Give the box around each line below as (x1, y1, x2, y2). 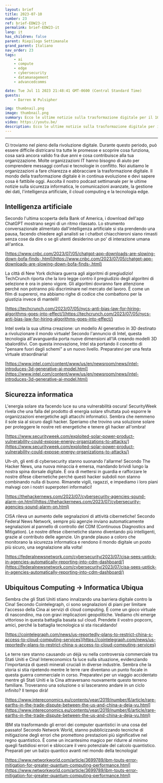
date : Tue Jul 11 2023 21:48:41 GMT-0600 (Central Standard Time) (5, 88, 142, 93)
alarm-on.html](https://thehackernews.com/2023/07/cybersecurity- (5, 499, 141, 505)
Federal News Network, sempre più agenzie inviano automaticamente (5, 518, 144, 524)
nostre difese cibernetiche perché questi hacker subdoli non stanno (5, 474, 141, 480)
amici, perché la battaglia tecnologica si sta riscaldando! (5, 622, 117, 628)
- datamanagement (14, 75, 49, 80)
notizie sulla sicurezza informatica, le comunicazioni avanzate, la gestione (5, 183, 153, 189)
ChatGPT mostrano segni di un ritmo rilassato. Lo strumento (5, 221, 125, 227)
